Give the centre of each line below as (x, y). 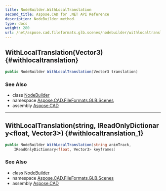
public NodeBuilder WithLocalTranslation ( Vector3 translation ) (72, 72)
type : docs (16, 23)
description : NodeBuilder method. (41, 19)
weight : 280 (17, 28)
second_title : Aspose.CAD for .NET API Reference (57, 14)
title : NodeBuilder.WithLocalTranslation (48, 10)
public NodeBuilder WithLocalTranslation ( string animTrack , (68, 145)
